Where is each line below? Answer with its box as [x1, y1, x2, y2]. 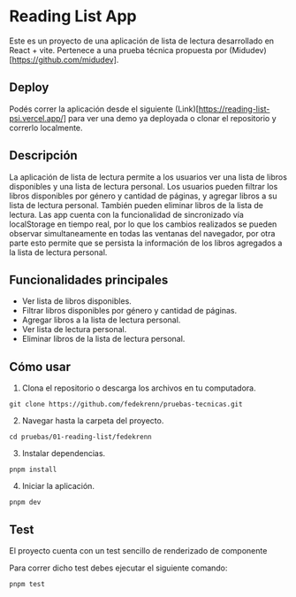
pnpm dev [9, 498, 42, 507]
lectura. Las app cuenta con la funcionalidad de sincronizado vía [9, 209, 245, 220]
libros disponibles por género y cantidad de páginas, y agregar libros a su [9, 190, 277, 201]
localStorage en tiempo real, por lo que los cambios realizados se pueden [9, 219, 277, 229]
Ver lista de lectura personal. [21, 324, 127, 335]
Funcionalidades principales [9, 272, 169, 287]
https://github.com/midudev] [11, 54, 117, 65]
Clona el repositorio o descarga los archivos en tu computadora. [21, 383, 256, 393]
